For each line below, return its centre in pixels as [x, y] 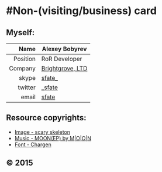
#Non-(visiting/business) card [81, 11]
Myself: [20, 33]
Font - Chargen [33, 144]
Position [25, 59]
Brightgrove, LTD [64, 68]
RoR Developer [62, 59]
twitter [27, 87]
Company [23, 68]
